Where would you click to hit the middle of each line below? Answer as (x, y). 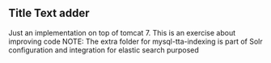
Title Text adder (49, 13)
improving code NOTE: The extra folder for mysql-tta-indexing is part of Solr (135, 41)
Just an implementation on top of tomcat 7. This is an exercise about (122, 32)
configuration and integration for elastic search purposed (104, 50)
